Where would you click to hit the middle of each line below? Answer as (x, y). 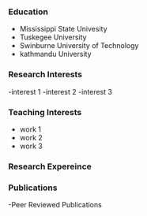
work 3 (31, 146)
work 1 (30, 129)
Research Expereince (50, 166)
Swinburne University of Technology (79, 46)
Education (28, 12)
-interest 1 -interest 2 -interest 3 (60, 91)
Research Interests (45, 75)
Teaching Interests (45, 112)
